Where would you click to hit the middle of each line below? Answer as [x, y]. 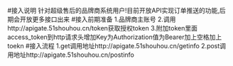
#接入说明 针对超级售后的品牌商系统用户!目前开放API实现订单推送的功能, [114, 10]
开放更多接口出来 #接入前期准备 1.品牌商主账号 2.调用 [98, 19]
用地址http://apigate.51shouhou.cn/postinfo [71, 55]
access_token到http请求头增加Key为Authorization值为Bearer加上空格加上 [115, 37]
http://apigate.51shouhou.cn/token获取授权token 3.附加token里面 [102, 28]
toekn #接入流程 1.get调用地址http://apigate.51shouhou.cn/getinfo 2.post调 [116, 46]
